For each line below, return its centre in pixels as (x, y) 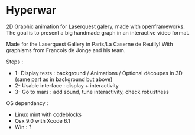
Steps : (15, 62)
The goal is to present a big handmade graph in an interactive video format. (98, 32)
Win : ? (23, 127)
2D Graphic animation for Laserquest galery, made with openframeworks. (95, 26)
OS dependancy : (27, 103)
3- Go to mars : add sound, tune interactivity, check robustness (92, 92)
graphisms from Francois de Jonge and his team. (66, 50)
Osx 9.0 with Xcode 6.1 (42, 120)
